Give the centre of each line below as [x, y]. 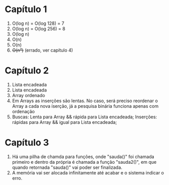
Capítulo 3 [27, 143]
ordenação [23, 111]
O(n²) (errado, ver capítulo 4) [43, 50]
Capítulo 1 [26, 9]
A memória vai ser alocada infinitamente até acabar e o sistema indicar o [88, 172]
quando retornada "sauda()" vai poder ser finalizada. [67, 167]
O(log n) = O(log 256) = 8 [38, 28]
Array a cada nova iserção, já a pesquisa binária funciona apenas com [85, 106]
